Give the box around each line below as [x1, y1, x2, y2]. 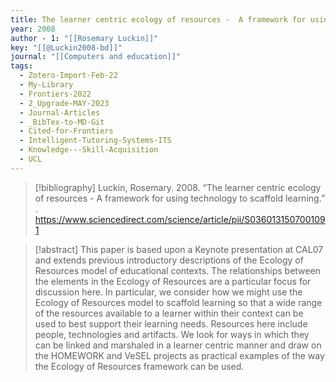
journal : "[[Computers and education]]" [10, 52, 182, 62]
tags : [10, 61, 33, 71]
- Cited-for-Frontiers [19, 126, 114, 136]
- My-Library [19, 80, 74, 90]
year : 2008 [10, 24, 56, 34]
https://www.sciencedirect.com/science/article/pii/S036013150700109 [34, 213, 326, 225]
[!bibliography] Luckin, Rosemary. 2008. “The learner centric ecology [34, 181, 322, 193]
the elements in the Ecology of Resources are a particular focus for [34, 275, 312, 287]
